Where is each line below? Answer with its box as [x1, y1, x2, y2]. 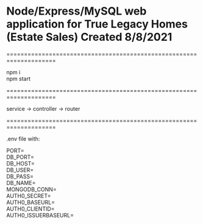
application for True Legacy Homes [6, 17, 188, 31]
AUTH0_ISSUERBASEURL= [6, 211, 74, 219]
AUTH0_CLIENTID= [6, 205, 55, 212]
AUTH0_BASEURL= [6, 198, 55, 206]
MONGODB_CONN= [6, 186, 57, 193]
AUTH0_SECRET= [6, 192, 51, 199]
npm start [6, 75, 31, 82]
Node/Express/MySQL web [6, 4, 147, 18]
